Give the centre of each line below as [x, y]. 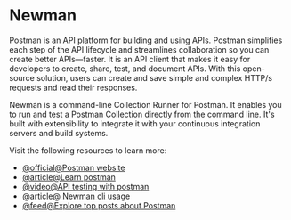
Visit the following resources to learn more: [88, 150]
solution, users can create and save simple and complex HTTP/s [155, 77]
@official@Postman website [73, 167]
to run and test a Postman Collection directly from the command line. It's [142, 114]
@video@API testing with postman [85, 186]
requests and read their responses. [73, 87]
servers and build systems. [59, 133]
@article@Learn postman [69, 177]
